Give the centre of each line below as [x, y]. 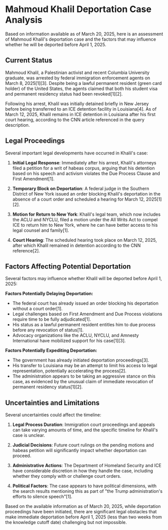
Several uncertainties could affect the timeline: [53, 415]
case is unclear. [29, 435]
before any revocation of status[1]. [48, 330]
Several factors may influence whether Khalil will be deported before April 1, [83, 279]
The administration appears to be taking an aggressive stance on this [84, 376]
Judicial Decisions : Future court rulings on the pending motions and [83, 445]
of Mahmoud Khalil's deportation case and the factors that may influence [81, 39]
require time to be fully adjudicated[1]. [52, 319]
